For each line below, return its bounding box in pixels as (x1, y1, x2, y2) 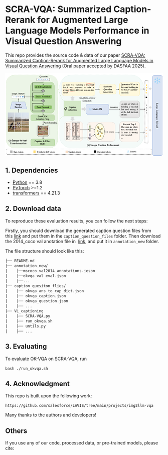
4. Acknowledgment (5, 380, 70, 388)
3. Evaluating (5, 343, 47, 351)
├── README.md (5, 258, 35, 263)
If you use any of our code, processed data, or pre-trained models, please (5, 440, 158, 446)
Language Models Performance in (5, 25, 149, 36)
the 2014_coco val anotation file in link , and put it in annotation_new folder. (5, 238, 159, 244)
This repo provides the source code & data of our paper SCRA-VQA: (5, 52, 145, 58)
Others (5, 426, 28, 435)
